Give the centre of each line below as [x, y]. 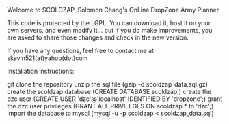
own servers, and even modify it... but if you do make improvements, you [110, 30]
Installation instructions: [41, 71]
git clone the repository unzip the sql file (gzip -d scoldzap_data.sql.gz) [108, 84]
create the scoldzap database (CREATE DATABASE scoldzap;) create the [109, 92]
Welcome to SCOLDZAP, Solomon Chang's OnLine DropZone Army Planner [113, 10]
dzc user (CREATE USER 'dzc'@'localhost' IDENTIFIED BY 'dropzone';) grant [115, 99]
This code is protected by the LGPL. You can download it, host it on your [109, 23]
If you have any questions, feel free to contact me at [81, 51]
